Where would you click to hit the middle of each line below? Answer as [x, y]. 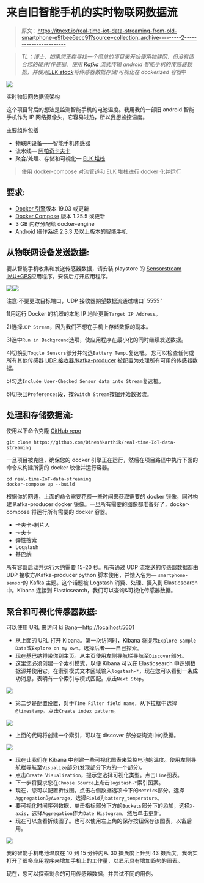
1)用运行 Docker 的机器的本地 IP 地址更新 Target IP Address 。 [84, 313]
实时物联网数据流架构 [33, 96]
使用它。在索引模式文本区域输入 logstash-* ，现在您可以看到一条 [112, 671]
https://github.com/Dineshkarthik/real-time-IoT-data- [104, 442]
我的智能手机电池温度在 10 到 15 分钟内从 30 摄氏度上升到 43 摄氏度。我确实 [102, 853]
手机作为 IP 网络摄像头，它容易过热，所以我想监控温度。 [77, 117]
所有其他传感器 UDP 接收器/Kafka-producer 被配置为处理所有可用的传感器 [100, 360]
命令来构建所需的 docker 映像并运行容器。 [60, 468]
